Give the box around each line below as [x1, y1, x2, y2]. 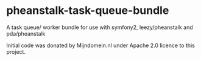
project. [6, 48, 26, 55]
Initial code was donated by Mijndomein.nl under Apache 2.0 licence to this [6, 42, 195, 49]
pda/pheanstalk [6, 30, 46, 37]
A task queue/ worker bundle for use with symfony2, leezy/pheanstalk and [6, 24, 193, 31]
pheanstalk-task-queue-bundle [6, 4, 169, 18]
